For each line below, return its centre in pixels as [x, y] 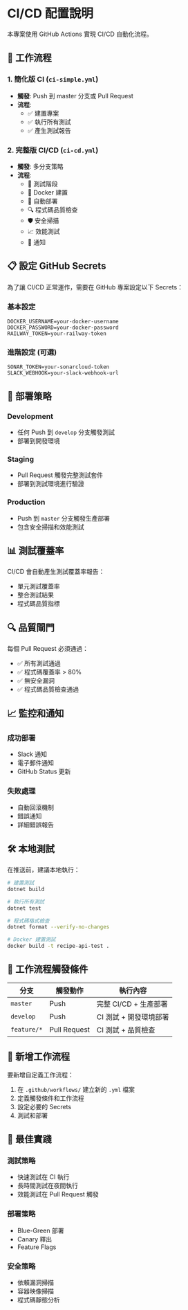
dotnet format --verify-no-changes [58, 927]
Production [26, 502]
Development [30, 416]
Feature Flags [37, 1247]
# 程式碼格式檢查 [28, 921]
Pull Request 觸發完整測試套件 [60, 475]
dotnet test [24, 908]
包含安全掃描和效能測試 [50, 527]
